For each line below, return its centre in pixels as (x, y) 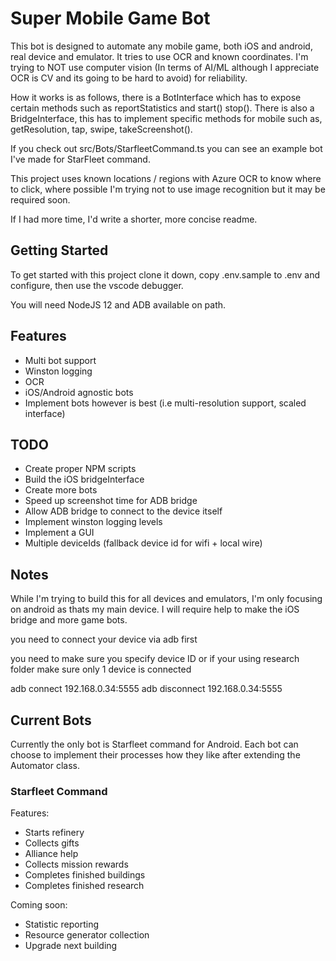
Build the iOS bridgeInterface (84, 479)
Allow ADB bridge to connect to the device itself (123, 511)
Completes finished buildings (85, 875)
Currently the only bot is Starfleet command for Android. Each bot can (154, 744)
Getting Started (59, 250)
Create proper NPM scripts (80, 469)
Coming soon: (39, 905)
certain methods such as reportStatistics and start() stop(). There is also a (162, 108)
